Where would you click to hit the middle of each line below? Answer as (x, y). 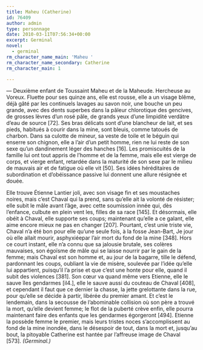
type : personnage (28, 29)
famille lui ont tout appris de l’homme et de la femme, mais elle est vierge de (101, 155)
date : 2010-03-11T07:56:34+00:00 (48, 35)
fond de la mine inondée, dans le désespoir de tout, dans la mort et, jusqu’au (102, 328)
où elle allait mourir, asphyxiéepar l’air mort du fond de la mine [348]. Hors (99, 238)
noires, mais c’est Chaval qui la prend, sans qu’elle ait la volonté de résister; (101, 199)
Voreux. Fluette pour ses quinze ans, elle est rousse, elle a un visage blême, (101, 97)
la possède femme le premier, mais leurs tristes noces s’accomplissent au (98, 321)
